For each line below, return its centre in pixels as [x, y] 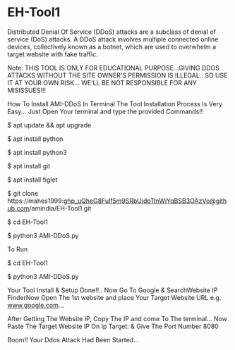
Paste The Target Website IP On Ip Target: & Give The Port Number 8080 [113, 326]
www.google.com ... [36, 305]
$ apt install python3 [37, 152]
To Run [18, 249]
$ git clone [23, 193]
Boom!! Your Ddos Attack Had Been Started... [73, 339]
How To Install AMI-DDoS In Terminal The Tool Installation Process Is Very [115, 104]
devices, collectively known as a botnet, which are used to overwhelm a [112, 46]
